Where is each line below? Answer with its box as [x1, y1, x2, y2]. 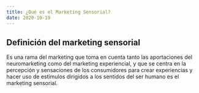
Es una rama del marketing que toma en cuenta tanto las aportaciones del [6, 53, 193, 61]
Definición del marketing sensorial [6, 37, 141, 48]
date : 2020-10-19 [6, 15, 51, 21]
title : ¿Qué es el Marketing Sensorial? [6, 9, 111, 15]
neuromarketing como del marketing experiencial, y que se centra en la [6, 60, 187, 67]
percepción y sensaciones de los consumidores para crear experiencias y [6, 67, 193, 74]
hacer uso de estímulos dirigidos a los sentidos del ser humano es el [6, 73, 179, 80]
